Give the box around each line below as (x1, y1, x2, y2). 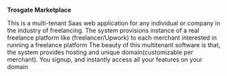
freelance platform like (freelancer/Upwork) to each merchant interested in (7, 34, 217, 42)
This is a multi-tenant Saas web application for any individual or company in (7, 19, 221, 27)
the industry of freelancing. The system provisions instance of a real (7, 27, 200, 34)
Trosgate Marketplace (7, 6, 72, 14)
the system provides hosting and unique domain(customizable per (7, 48, 193, 56)
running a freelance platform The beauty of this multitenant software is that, (7, 41, 221, 49)
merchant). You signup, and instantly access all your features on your (7, 55, 203, 64)
